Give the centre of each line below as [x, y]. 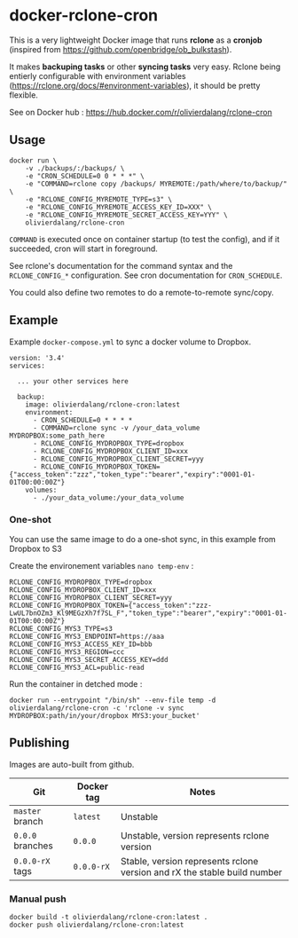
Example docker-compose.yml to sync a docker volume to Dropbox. [130, 342]
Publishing [39, 743]
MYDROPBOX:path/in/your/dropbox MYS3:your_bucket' [105, 715]
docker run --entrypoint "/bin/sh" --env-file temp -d [113, 700]
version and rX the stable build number [202, 872]
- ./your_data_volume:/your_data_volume [108, 498]
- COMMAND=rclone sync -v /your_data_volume [116, 428]
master [27, 811]
